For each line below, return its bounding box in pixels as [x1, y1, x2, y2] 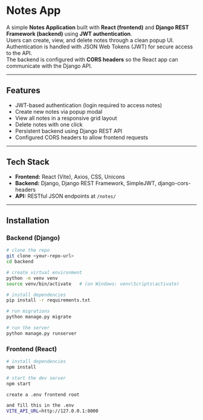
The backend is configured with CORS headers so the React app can [6, 56, 178, 63]
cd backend [6, 258, 34, 264]
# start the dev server [6, 375, 66, 381]
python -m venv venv [6, 275, 59, 281]
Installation [6, 215, 50, 226]
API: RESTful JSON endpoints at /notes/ [14, 192, 117, 200]
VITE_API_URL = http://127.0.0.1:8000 [6, 408, 98, 415]
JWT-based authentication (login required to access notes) [14, 101, 163, 109]
